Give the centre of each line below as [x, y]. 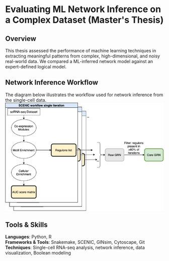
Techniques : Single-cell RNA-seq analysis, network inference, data [75, 247]
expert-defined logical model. [36, 67]
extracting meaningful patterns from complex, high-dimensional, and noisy [82, 56]
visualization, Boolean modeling [38, 253]
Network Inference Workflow [52, 82]
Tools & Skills [26, 225]
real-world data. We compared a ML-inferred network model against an [79, 61]
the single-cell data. [26, 100]
